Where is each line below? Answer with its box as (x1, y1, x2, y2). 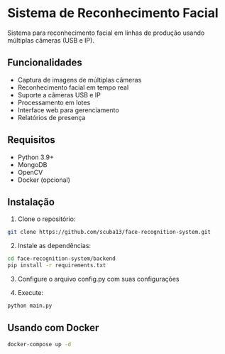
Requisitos (7, 134, 55, 146)
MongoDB (17, 160, 48, 168)
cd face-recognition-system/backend (7, 255, 116, 262)
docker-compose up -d (7, 340, 72, 348)
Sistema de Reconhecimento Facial (7, 5, 219, 21)
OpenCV (17, 168, 43, 176)
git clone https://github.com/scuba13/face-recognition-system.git (7, 229, 212, 236)
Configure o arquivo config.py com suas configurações (17, 275, 180, 283)
